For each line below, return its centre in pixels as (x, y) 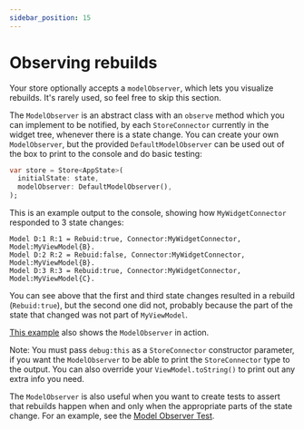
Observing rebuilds (83, 62)
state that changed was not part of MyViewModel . (99, 315)
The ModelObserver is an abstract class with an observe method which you (147, 115)
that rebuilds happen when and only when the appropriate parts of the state (151, 406)
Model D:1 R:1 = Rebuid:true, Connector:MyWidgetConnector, (126, 239)
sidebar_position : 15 (50, 18)
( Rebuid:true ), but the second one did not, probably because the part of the (151, 306)
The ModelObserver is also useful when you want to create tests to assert (145, 396)
